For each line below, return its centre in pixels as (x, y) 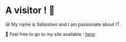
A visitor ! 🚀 (30, 10)
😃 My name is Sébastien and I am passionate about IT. (63, 24)
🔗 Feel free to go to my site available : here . (51, 34)
